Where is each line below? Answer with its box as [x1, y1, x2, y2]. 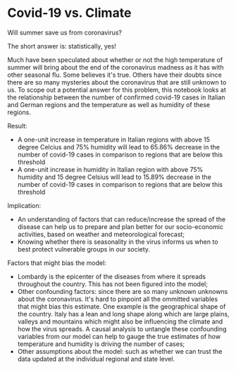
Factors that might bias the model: [7, 259, 107, 267]
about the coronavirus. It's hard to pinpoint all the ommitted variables [17, 295, 218, 303]
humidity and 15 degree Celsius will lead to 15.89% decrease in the [17, 173, 211, 181]
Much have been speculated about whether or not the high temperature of [7, 55, 223, 64]
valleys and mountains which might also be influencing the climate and [17, 317, 223, 326]
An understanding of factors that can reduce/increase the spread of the [17, 215, 226, 223]
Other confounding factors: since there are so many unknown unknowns [17, 287, 228, 295]
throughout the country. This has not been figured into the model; [17, 280, 208, 288]
